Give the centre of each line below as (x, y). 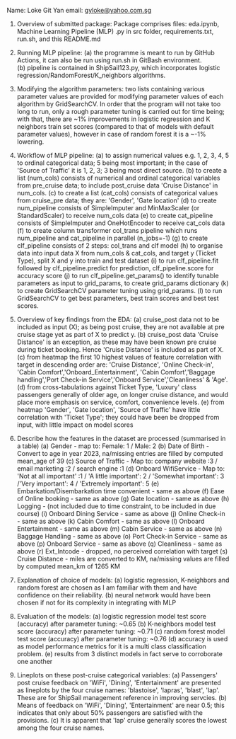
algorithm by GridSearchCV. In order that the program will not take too (119, 104)
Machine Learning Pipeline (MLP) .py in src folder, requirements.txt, (115, 31)
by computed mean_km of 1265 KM (69, 566)
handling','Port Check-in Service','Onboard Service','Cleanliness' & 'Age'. (122, 379)
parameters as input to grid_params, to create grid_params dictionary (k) (123, 283)
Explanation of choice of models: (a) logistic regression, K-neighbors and (123, 580)
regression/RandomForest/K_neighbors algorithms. (91, 75)
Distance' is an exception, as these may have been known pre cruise (117, 342)
